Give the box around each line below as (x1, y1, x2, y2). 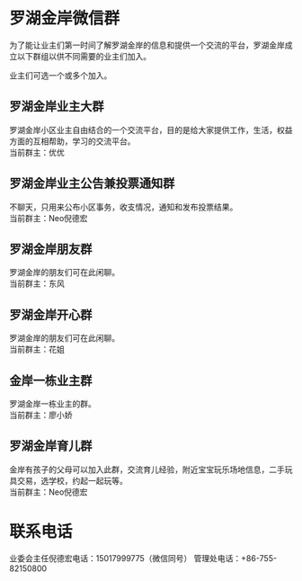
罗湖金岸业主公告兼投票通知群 (9, 176, 175, 192)
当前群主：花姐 (9, 344, 65, 355)
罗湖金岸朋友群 (9, 241, 93, 256)
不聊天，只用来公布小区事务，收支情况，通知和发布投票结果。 (9, 201, 238, 212)
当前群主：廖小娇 (9, 410, 73, 420)
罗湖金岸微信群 (9, 8, 120, 29)
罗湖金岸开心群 (9, 307, 93, 322)
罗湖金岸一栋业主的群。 (9, 398, 96, 409)
